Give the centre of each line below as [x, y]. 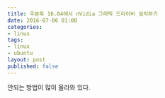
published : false [33, 66]
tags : [15, 40]
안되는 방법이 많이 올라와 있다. [49, 87]
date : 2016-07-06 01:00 [42, 20]
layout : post [27, 60]
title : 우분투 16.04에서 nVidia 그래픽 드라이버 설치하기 [82, 14]
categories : [25, 27]
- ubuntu [20, 54]
